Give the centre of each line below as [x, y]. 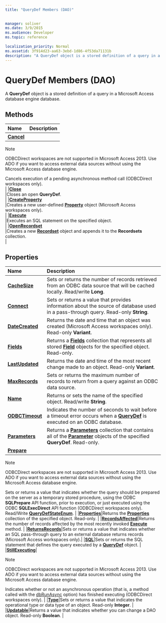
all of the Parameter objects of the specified [98, 436]
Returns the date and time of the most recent [99, 361]
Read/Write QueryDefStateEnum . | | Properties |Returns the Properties [77, 513]
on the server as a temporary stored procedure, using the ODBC [70, 498]
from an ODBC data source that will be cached [101, 286]
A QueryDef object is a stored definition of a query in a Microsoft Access [80, 94]
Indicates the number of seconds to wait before [102, 410]
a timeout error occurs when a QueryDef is [97, 415]
